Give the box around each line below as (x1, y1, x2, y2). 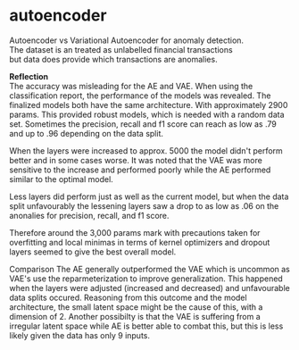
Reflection (9, 71, 49, 81)
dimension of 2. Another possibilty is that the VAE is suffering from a (9, 311, 261, 321)
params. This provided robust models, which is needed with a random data (9, 109, 285, 120)
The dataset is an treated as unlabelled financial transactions (9, 44, 234, 54)
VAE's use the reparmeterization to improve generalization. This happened (9, 273, 283, 284)
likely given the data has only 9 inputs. (9, 329, 150, 340)
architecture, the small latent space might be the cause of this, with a (9, 301, 263, 312)
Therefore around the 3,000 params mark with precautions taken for (9, 227, 261, 237)
